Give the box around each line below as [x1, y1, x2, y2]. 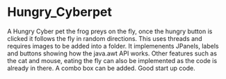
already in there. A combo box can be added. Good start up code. [7, 64, 196, 72]
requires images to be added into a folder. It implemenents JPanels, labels [7, 42, 219, 50]
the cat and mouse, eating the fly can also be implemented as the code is [7, 56, 218, 64]
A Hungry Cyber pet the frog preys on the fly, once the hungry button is [7, 27, 213, 35]
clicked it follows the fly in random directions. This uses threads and [7, 34, 203, 42]
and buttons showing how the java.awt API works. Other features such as [7, 49, 218, 58]
